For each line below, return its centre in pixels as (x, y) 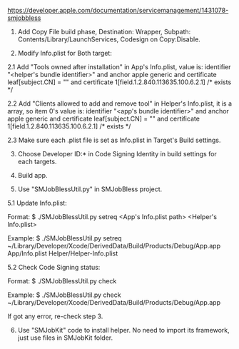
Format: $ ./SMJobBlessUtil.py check (62, 281)
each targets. (37, 161)
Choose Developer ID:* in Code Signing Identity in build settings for (117, 154)
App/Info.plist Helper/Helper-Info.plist (63, 253)
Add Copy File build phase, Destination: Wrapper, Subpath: (104, 32)
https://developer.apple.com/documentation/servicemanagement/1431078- (118, 10)
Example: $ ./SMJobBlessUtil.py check (64, 295)
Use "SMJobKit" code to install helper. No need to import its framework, (123, 330)
